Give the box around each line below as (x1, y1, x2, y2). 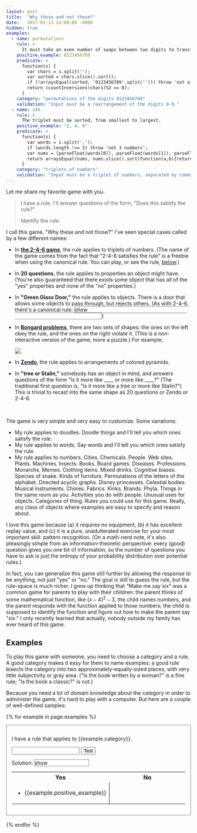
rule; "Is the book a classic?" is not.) (6, 678, 93, 685)
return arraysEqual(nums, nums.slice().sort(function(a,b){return (27, 156, 193, 162)
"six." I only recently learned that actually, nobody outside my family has (6, 614, 181, 621)
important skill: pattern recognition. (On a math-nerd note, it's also (6, 533, 166, 540)
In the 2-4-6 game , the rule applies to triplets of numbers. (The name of (14, 246, 189, 253)
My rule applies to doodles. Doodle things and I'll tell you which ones (14, 429, 181, 436)
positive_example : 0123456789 (16, 52, 91, 58)
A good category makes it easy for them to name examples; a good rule (6, 659, 179, 667)
